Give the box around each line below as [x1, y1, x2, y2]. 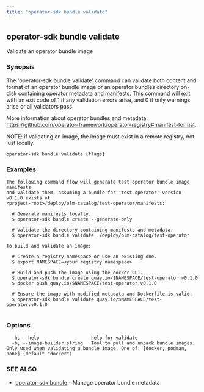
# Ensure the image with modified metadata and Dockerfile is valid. [12, 291, 192, 298]
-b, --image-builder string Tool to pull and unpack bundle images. [12, 340, 195, 346]
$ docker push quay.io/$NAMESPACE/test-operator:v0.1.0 [12, 280, 157, 287]
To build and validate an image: [6, 243, 92, 249]
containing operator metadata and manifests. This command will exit [18, 90, 191, 97]
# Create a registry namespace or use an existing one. [12, 254, 157, 260]
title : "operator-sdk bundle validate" [6, 9, 108, 15]
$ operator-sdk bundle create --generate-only [12, 216, 133, 223]
